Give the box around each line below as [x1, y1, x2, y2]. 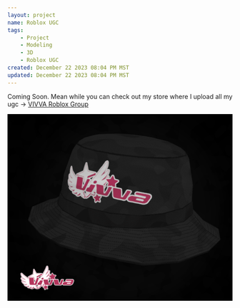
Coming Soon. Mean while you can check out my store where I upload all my [7, 92, 233, 101]
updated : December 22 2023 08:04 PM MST [7, 71, 130, 78]
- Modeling [20, 41, 53, 49]
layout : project [7, 11, 56, 19]
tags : [7, 26, 24, 34]
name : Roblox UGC [7, 19, 59, 26]
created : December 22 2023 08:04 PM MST [7, 64, 130, 71]
